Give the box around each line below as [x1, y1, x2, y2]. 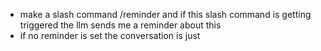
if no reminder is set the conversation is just [19, 30, 201, 41]
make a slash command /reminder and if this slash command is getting [19, 9, 312, 20]
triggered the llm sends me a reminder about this [19, 19, 222, 31]
